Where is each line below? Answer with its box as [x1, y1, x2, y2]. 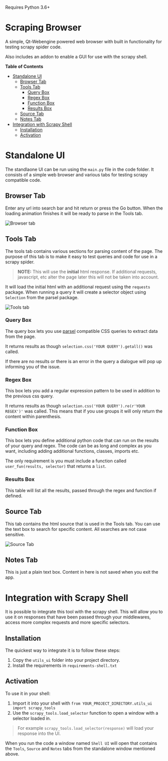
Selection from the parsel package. [5, 294, 79, 300]
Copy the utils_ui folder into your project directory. [12, 657, 120, 663]
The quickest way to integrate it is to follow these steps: [5, 647, 120, 654]
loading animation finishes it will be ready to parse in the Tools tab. [5, 210, 143, 216]
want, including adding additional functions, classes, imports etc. [5, 448, 139, 454]
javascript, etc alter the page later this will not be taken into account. [17, 274, 159, 280]
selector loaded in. [12, 715, 51, 721]
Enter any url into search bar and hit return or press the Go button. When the [5, 205, 163, 211]
